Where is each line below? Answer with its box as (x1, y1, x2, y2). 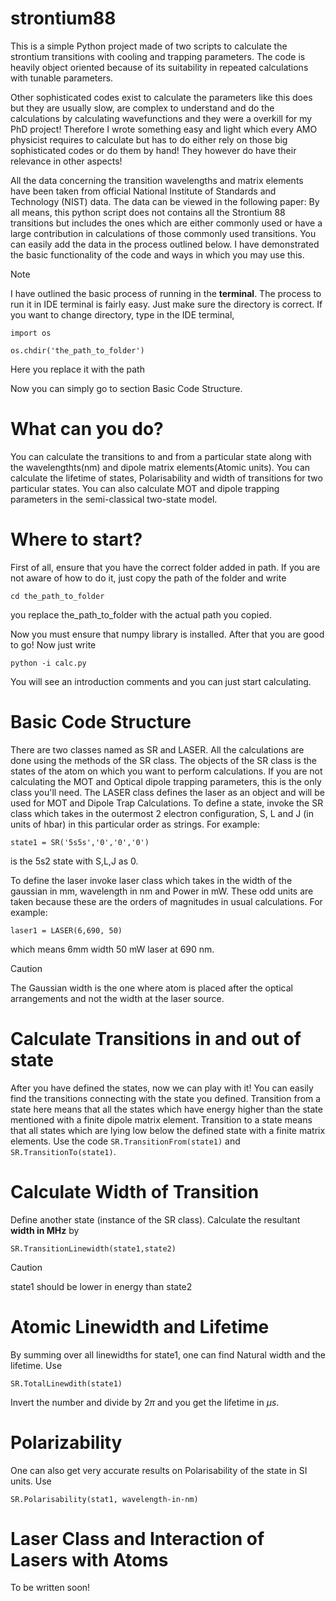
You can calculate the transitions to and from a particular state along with (10, 450, 312, 462)
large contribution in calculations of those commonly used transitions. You (10, 227, 317, 239)
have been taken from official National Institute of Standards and (10, 185, 277, 197)
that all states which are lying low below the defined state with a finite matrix (10, 1124, 326, 1136)
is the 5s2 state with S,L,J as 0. (10, 855, 139, 867)
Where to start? (10, 528, 143, 551)
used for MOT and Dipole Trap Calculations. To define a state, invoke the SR (10, 797, 324, 809)
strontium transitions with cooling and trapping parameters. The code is (10, 50, 306, 62)
